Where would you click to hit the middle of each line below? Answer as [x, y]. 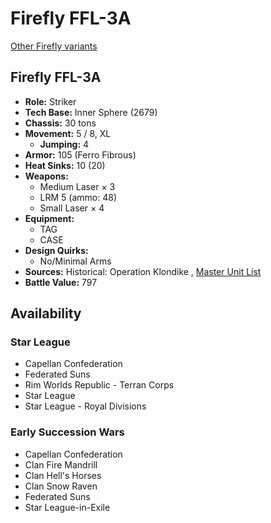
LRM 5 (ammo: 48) [78, 197]
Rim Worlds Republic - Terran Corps [99, 385]
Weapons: [46, 176]
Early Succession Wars [67, 432]
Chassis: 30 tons [60, 123]
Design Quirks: [56, 250]
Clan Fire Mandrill [61, 464]
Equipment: [49, 218]
